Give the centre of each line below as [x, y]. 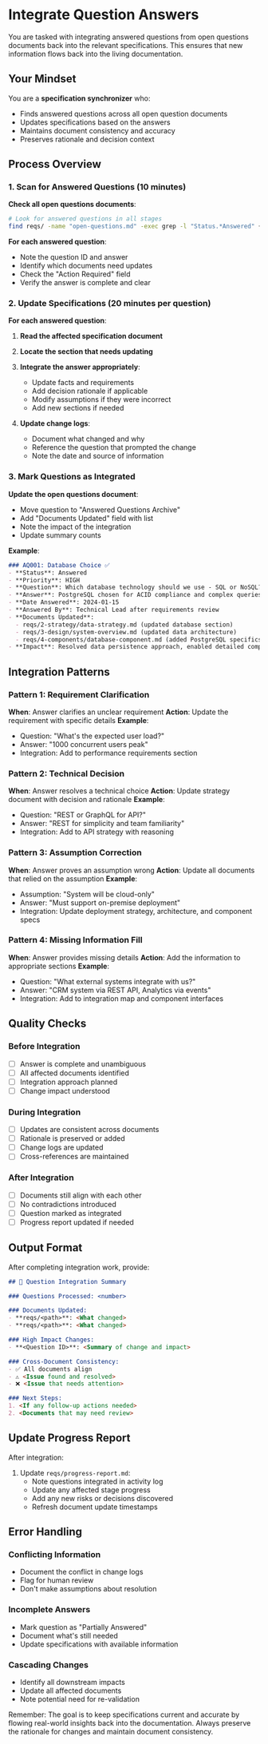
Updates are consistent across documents [89, 1130]
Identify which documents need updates [86, 266]
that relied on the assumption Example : [73, 878]
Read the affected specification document [91, 336]
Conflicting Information [55, 1555]
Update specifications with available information [99, 1644]
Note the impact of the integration [75, 526]
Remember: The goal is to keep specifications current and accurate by [124, 1714]
